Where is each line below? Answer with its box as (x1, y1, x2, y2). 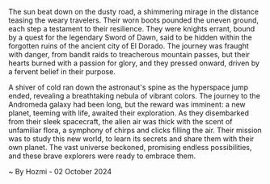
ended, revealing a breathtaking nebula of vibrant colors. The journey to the (8, 91, 261, 100)
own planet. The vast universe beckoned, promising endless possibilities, (8, 143, 252, 152)
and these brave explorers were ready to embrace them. (8, 151, 196, 161)
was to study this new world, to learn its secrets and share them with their (8, 134, 255, 144)
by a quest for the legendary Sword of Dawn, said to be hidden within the (8, 32, 252, 42)
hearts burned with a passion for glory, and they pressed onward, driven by (8, 58, 260, 68)
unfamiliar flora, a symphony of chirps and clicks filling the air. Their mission (8, 125, 263, 135)
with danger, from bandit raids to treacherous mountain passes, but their (8, 50, 251, 59)
